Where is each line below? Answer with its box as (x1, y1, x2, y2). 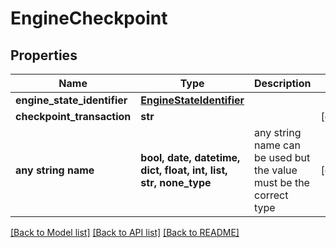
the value (254, 163, 298, 177)
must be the (254, 176, 310, 189)
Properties (10, 47, 78, 64)
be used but (254, 151, 311, 164)
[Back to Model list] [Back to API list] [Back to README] (10, 227, 240, 238)
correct (254, 188, 289, 202)
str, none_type (140, 176, 212, 189)
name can (254, 138, 301, 152)
